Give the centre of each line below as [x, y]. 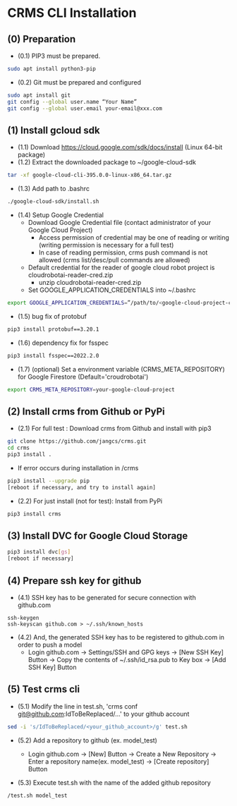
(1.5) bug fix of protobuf [52, 316]
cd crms [19, 448]
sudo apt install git [39, 95]
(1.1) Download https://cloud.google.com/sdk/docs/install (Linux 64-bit [120, 147]
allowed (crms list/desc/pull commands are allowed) [114, 260]
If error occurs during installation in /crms [78, 468]
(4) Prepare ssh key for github [74, 581]
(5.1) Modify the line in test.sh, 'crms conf [78, 706]
